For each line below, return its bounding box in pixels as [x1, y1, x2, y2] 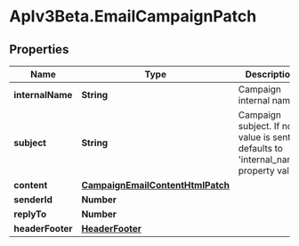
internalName [13, 89, 73, 101]
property [238, 165, 275, 176]
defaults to [238, 143, 283, 154]
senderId [13, 193, 53, 206]
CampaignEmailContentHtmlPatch [81, 179, 230, 191]
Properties [9, 42, 69, 57]
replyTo [13, 208, 47, 220]
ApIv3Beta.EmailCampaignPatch [9, 6, 257, 27]
